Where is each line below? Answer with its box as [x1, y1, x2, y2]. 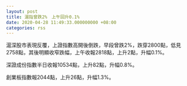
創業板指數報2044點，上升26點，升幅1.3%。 [6, 74, 114, 81]
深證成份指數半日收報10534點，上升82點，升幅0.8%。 [6, 61, 138, 68]
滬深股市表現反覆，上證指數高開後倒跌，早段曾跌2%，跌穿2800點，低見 [6, 42, 182, 49]
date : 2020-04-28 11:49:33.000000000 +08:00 [6, 19, 117, 25]
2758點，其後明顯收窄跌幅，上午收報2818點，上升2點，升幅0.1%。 [6, 49, 168, 56]
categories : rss [6, 25, 46, 31]
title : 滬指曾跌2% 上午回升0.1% [6, 14, 80, 20]
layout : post [6, 8, 38, 15]
